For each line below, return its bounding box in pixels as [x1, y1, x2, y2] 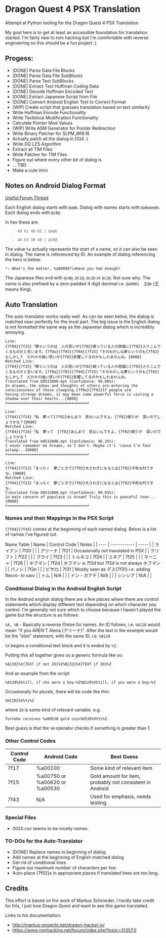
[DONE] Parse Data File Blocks [12, 67, 75, 73]
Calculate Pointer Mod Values [12, 120, 73, 126]
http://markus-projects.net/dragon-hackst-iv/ [12, 922, 105, 928]
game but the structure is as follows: [5, 612, 80, 618]
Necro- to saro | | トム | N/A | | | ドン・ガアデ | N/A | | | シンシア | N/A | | [5, 572, 152, 578]
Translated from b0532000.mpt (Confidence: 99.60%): [5, 379, 116, 384]
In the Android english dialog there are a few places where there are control [5, 596, 159, 602]
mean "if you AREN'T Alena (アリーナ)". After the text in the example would [5, 627, 158, 633]
